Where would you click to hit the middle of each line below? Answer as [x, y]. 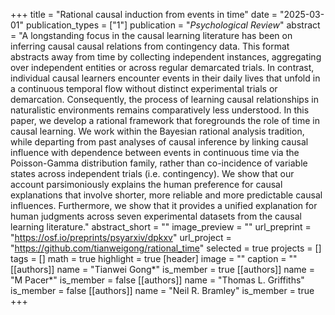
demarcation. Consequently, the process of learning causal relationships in [164, 99]
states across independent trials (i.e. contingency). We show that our [152, 173]
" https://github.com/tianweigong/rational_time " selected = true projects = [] [166, 248]
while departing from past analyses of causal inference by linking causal [159, 142]
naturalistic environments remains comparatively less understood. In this [160, 110]
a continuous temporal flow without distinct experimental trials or [144, 88]
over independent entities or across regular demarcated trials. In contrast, [162, 67]
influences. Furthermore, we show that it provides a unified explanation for [164, 205]
